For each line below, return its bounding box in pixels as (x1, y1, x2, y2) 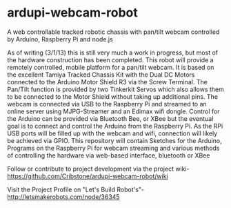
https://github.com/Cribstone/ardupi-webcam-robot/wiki (7, 171, 168, 180)
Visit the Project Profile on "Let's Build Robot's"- (7, 185, 145, 193)
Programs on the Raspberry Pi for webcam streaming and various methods (7, 144, 220, 152)
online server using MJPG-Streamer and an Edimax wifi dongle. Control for (7, 107, 220, 115)
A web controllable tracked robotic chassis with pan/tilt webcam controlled (7, 28, 220, 36)
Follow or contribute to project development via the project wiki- (7, 164, 190, 173)
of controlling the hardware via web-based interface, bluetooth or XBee (7, 151, 210, 160)
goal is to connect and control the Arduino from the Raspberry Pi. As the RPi (7, 122, 223, 130)
